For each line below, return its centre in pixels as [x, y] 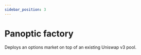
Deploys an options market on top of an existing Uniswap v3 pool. [70, 47]
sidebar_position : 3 [26, 9]
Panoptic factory [39, 33]
